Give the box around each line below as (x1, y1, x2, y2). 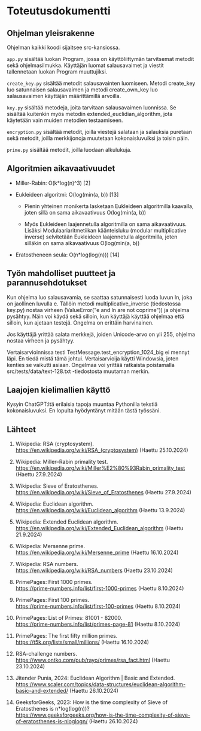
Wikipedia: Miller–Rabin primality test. (15, 458, 108, 466)
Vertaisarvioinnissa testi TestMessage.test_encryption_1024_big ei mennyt (7, 348, 190, 356)
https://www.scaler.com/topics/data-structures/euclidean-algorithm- (15, 681, 186, 688)
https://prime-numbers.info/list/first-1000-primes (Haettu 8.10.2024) (15, 585, 184, 592)
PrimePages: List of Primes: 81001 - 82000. (15, 614, 123, 622)
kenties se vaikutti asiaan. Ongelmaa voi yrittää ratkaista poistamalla (7, 361, 175, 368)
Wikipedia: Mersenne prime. (15, 543, 86, 550)
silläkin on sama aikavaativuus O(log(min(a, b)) (24, 239, 140, 246)
